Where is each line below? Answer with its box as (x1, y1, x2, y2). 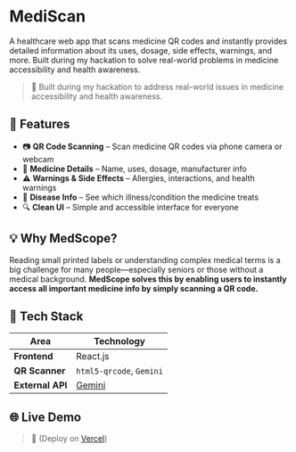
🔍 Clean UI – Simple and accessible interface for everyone (21, 201, 239, 212)
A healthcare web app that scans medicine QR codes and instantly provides (9, 36, 288, 46)
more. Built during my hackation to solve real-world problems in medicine (9, 54, 279, 65)
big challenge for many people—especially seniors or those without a (9, 264, 264, 275)
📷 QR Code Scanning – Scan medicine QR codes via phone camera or (21, 141, 283, 152)
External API (13, 379, 68, 391)
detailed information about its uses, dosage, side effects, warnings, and (9, 45, 273, 55)
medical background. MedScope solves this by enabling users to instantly (9, 274, 287, 284)
